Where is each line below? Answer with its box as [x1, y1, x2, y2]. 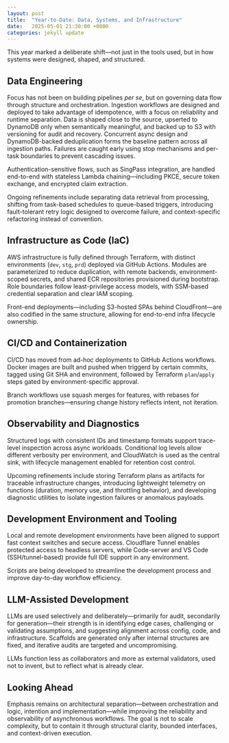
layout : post [7, 10, 45, 17]
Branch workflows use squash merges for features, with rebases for [7, 391, 200, 399]
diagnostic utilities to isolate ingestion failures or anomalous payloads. [7, 493, 206, 501]
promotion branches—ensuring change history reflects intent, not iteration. [7, 398, 219, 406]
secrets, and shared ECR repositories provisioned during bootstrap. [29, 275, 221, 283]
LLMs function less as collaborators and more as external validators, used [7, 654, 216, 663]
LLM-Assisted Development [7, 593, 129, 605]
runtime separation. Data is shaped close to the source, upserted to [7, 115, 198, 124]
